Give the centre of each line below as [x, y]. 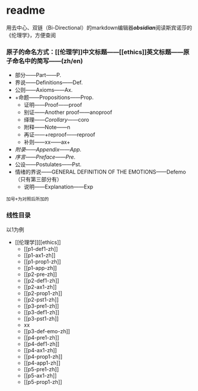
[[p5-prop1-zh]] [43, 381]
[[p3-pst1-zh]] [41, 318]
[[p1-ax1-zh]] [39, 255]
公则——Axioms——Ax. [44, 90]
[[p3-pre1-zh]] [41, 306]
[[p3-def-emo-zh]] [47, 331]
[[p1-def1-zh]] [41, 249]
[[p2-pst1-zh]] [41, 299]
